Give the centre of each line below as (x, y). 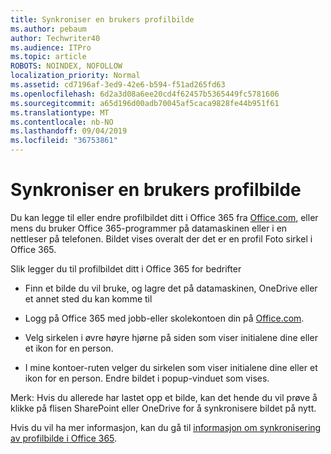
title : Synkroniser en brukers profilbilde (102, 19)
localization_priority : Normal (75, 76)
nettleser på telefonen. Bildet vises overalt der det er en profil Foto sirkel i (161, 238)
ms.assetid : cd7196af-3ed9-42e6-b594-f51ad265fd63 (118, 85)
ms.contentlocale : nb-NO (62, 122)
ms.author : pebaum (48, 29)
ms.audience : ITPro (51, 47)
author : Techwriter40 (55, 38)
